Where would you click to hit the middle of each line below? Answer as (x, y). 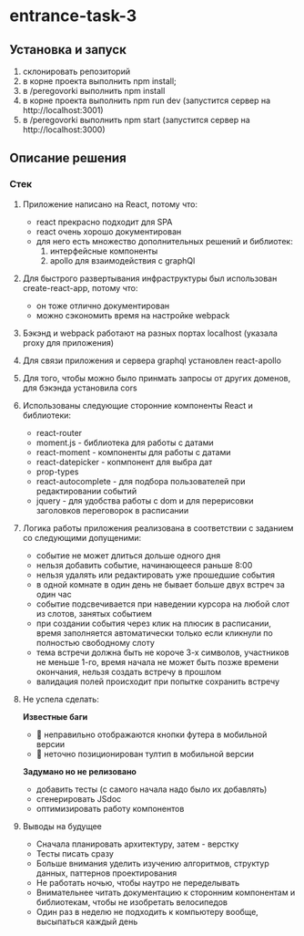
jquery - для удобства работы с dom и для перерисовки (145, 500)
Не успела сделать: (61, 699)
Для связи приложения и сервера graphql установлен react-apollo (152, 360)
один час (54, 594)
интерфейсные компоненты (104, 251)
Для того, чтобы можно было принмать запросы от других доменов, (157, 378)
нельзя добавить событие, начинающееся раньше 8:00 (144, 565)
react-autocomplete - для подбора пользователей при (141, 481)
